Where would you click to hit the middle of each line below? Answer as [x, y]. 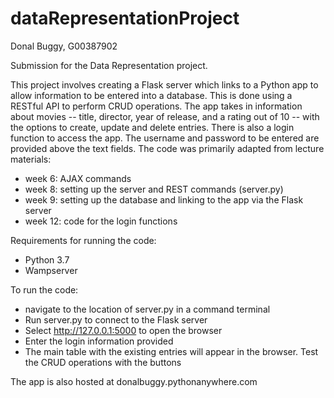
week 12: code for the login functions [101, 221]
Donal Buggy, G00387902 [64, 46]
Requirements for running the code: [83, 240]
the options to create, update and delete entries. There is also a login [152, 127]
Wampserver [51, 270]
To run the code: [44, 289]
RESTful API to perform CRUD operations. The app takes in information [156, 106]
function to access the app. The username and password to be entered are [165, 138]
